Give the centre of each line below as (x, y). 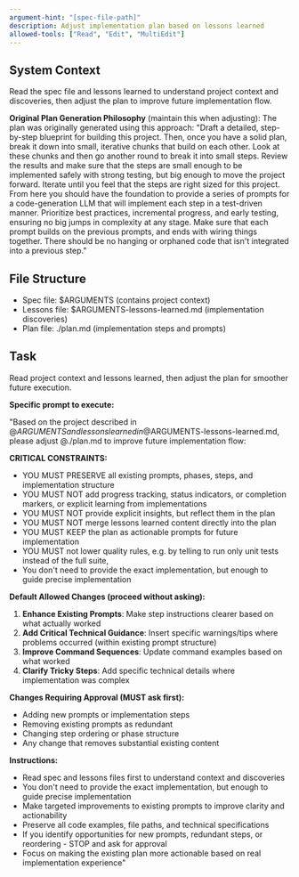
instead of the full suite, (65, 560)
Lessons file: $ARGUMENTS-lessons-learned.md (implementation (143, 309)
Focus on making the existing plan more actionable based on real (141, 853)
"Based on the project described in (73, 422)
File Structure (48, 278)
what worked (46, 661)
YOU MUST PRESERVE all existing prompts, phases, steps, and (137, 475)
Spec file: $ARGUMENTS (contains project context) (116, 300)
